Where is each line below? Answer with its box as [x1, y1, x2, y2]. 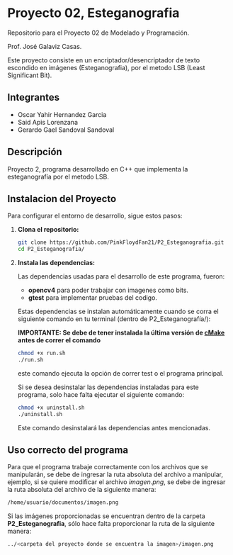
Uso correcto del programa [7, 444, 129, 456]
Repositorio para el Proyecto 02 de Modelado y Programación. [7, 28, 190, 37]
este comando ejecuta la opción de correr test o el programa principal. [17, 369, 225, 377]
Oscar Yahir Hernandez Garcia [17, 110, 107, 118]
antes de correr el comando [17, 336, 101, 344]
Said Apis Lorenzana [17, 118, 78, 126]
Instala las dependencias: [17, 259, 96, 267]
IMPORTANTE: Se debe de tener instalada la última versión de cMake [17, 328, 225, 337]
